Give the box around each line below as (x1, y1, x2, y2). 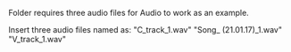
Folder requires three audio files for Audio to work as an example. (8, 8, 249, 18)
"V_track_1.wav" (8, 34, 66, 44)
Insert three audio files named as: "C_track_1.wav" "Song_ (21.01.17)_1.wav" (8, 25, 283, 34)
